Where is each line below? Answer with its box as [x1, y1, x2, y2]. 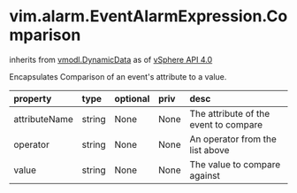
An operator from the [189, 133, 277, 145]
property [13, 92, 52, 104]
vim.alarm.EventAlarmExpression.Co [9, 6, 288, 27]
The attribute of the [189, 107, 270, 120]
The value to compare [189, 158, 281, 170]
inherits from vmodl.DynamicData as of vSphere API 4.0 [9, 54, 213, 65]
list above [189, 143, 230, 156]
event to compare [189, 118, 263, 130]
